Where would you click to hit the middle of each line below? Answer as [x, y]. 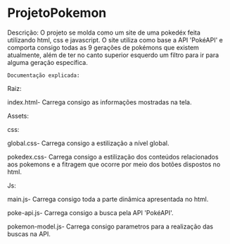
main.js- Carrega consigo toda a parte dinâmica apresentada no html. [108, 199]
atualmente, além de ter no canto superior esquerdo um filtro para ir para [113, 55]
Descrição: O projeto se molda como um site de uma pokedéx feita [104, 32]
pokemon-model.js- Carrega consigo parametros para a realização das [110, 226]
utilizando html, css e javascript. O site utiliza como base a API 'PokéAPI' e [115, 39]
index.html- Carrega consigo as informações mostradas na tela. [100, 102]
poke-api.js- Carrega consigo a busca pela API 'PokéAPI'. [90, 212]
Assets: [18, 116]
